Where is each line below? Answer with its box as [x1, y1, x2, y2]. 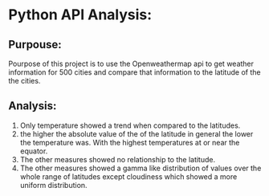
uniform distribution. [19, 180, 88, 190]
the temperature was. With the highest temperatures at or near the [19, 137, 240, 147]
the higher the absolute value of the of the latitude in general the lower [19, 129, 254, 138]
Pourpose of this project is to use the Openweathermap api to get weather [8, 59, 255, 68]
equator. [19, 146, 48, 156]
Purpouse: [8, 38, 62, 51]
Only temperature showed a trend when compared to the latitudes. [19, 120, 241, 130]
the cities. [8, 76, 41, 85]
